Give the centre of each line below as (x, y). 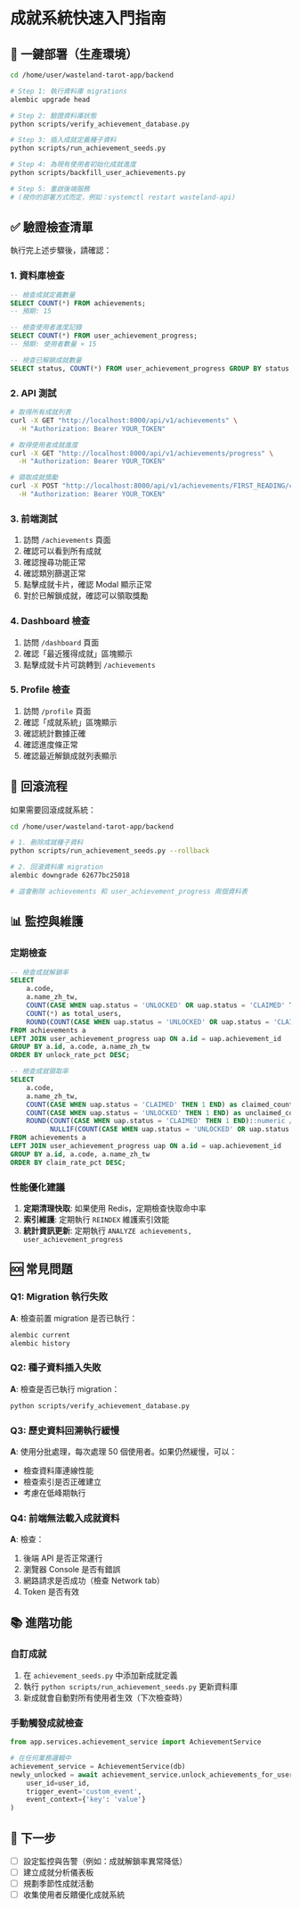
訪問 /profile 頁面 (57, 711)
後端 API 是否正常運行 (63, 1558)
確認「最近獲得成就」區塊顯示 (77, 654)
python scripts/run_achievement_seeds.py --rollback (110, 851)
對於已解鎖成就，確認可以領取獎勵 (85, 596)
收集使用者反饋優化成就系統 (74, 1895)
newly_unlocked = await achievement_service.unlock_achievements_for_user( (154, 1775)
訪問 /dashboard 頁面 (61, 642)
